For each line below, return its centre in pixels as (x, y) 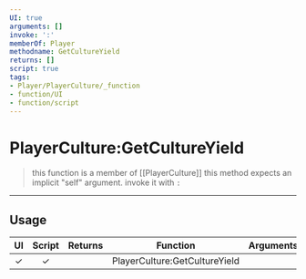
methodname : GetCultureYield (65, 52)
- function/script (44, 103)
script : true (34, 69)
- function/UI (36, 94)
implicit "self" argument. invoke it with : (106, 182)
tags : (20, 77)
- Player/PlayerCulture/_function (75, 86)
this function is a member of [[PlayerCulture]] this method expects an (162, 173)
